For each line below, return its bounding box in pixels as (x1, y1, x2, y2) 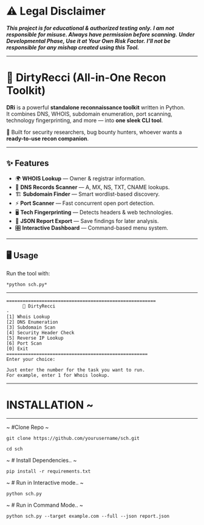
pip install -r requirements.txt (6, 468, 91, 475)
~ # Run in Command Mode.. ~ (6, 501, 83, 509)
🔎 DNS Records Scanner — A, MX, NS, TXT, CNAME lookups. (15, 184, 170, 191)
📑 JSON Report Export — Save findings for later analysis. (15, 217, 159, 224)
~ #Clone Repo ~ (6, 424, 49, 431)
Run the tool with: (6, 269, 50, 277)
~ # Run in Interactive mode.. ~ (6, 479, 84, 487)
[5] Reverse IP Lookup (6, 335, 64, 341)
